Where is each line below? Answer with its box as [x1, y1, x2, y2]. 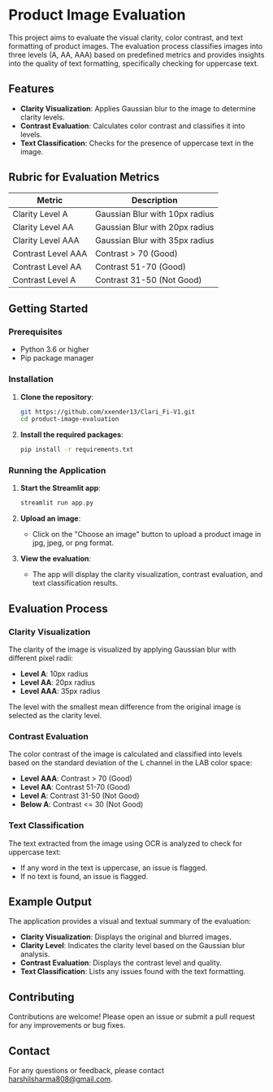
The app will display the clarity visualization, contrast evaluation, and [32, 570, 263, 579]
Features [8, 82, 54, 96]
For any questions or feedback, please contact [8, 1066, 165, 1076]
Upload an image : [19, 513, 81, 523]
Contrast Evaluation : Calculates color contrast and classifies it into [19, 120, 245, 131]
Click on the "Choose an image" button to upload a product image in [32, 530, 262, 539]
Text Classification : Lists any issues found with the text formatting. [19, 967, 246, 977]
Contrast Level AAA [12, 248, 88, 259]
